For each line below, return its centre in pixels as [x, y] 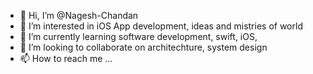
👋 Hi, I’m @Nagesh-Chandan [79, 15]
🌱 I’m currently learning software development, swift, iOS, [138, 36]
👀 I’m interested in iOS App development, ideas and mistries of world [161, 26]
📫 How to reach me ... [66, 58]
